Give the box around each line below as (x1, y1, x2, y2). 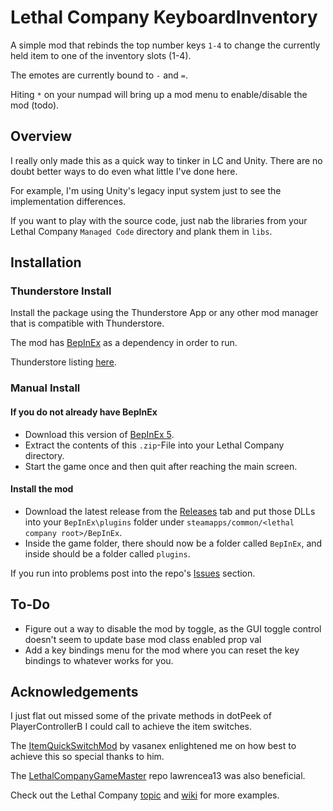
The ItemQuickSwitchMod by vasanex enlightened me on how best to (10, 740, 297, 752)
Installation (10, 254, 82, 271)
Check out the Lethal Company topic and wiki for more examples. (10, 789, 280, 801)
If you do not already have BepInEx (10, 406, 158, 418)
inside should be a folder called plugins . (24, 547, 191, 560)
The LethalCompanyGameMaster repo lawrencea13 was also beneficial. (10, 770, 306, 782)
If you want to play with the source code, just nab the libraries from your (10, 214, 308, 226)
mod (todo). (10, 99, 60, 111)
